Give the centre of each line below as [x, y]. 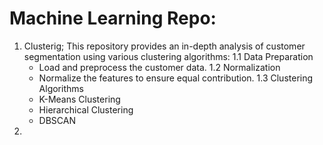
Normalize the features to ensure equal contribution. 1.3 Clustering [176, 78]
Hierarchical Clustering [86, 109]
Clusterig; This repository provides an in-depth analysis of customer [164, 46]
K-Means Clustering [79, 99]
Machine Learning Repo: [113, 18]
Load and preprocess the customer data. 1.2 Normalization [159, 67]
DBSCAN [57, 120]
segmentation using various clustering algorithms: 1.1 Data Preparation [168, 56]
